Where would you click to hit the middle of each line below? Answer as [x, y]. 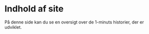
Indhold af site [34, 9]
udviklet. [13, 27]
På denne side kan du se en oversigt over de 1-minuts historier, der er [74, 22]
